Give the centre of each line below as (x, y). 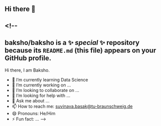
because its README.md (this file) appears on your (80, 51)
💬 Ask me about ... (31, 101)
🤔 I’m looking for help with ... (41, 95)
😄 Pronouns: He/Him (34, 113)
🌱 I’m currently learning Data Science (50, 80)
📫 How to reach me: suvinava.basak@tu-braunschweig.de (72, 106)
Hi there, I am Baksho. (27, 70)
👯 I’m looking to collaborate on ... (45, 90)
